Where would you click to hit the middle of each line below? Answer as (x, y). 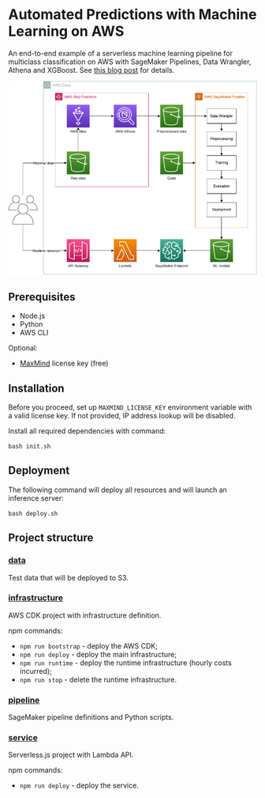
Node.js (32, 316)
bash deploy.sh (33, 513)
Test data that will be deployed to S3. (68, 577)
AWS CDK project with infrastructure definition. (85, 615)
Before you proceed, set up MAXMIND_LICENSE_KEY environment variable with (130, 407)
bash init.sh (30, 447)
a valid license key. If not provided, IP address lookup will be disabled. (122, 416)
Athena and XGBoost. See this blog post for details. (91, 70)
